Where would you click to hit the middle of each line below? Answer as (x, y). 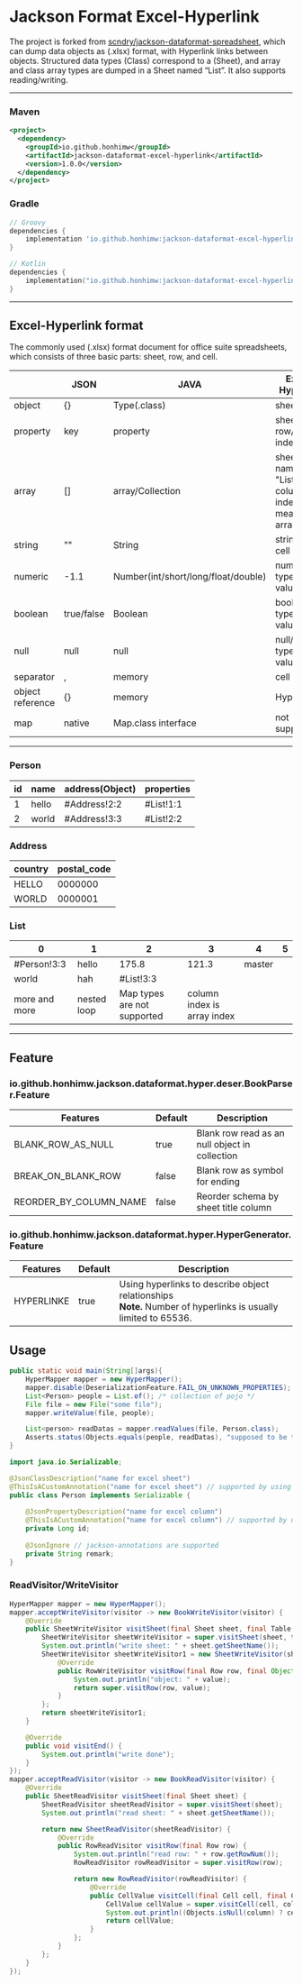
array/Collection (147, 491)
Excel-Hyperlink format (76, 326)
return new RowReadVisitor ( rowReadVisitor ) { (160, 1879)
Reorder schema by (238, 1196)
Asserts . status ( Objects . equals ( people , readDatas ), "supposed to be (156, 1438)
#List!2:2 (163, 818)
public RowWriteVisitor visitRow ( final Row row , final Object (176, 1671)
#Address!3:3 (93, 818)
